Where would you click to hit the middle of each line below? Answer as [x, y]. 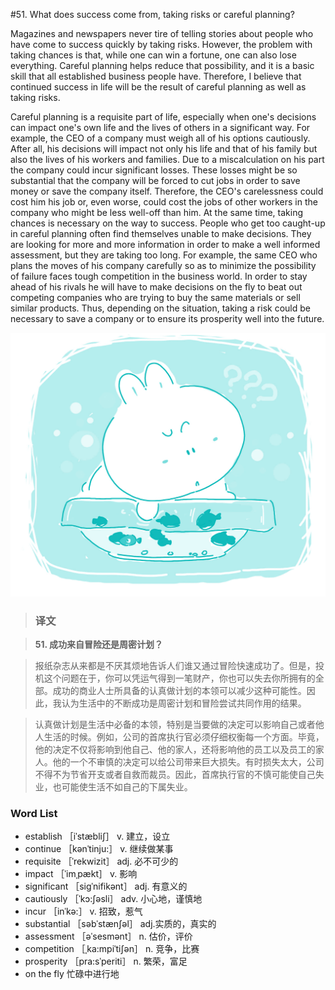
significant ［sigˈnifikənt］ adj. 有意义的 [106, 886]
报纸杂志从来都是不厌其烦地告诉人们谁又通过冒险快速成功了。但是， [175, 666]
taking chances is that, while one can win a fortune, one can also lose [153, 55]
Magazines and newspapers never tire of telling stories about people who [162, 33]
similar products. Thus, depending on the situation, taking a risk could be [160, 308]
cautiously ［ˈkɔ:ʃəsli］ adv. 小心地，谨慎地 [113, 899]
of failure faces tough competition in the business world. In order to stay [159, 276]
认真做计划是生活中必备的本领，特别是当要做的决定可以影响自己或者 [175, 725]
